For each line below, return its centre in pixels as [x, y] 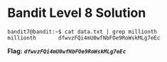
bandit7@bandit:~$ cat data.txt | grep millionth [82, 32]
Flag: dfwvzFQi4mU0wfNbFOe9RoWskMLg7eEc [67, 51]
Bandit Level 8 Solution [77, 13]
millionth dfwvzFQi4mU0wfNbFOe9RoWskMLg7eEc [84, 38]
